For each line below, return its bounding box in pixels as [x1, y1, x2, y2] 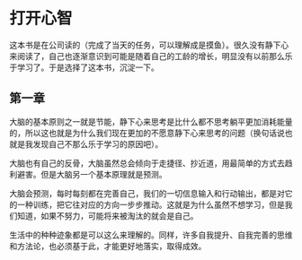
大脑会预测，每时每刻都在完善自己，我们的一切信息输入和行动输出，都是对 [9, 187, 285, 198]
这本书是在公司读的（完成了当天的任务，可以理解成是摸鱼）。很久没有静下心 [9, 39, 289, 50]
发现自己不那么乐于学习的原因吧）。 [32, 138, 164, 149]
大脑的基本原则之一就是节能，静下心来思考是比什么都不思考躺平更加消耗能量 [9, 116, 293, 126]
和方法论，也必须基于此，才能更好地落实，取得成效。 [9, 240, 207, 251]
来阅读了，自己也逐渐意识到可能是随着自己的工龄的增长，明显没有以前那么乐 [9, 50, 293, 61]
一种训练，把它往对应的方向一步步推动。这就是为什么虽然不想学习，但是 [16, 199, 285, 210]
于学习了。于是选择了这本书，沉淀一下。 [9, 62, 159, 73]
